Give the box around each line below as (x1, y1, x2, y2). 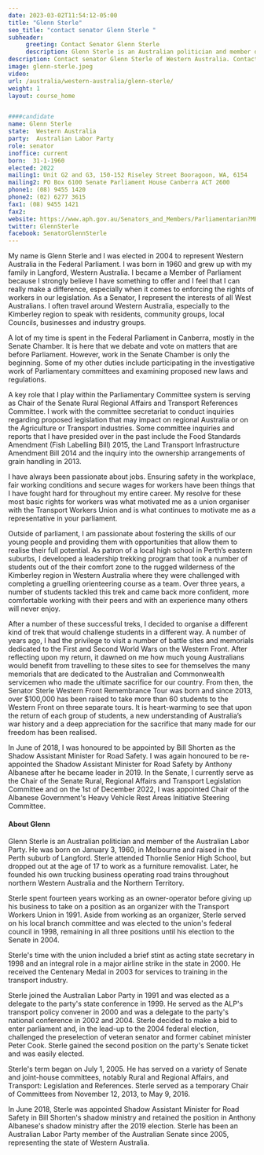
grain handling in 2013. (8, 457, 82, 466)
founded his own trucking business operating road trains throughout (8, 870, 229, 879)
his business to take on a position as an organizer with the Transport (8, 902, 229, 912)
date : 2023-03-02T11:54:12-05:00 (8, 11, 118, 20)
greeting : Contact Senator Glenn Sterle (25, 41, 159, 49)
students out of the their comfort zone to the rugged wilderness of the (8, 562, 236, 572)
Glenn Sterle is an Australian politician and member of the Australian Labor (8, 837, 250, 846)
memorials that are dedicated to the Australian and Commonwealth (8, 669, 225, 679)
